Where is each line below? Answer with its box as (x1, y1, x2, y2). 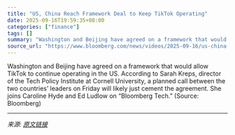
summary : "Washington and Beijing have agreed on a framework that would (7, 36, 227, 43)
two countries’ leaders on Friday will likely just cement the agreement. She (7, 85, 222, 92)
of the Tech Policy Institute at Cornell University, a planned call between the (7, 77, 226, 85)
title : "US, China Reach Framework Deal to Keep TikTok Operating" (7, 10, 208, 17)
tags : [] (7, 29, 33, 37)
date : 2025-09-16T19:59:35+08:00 (7, 17, 105, 24)
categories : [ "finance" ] (7, 23, 80, 30)
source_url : (7, 43, 42, 50)
